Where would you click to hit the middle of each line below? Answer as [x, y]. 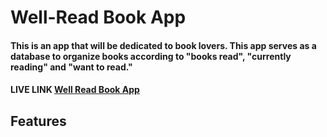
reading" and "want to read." [71, 67]
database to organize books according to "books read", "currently [151, 56]
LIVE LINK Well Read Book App [75, 90]
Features [38, 121]
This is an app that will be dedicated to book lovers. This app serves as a [163, 45]
